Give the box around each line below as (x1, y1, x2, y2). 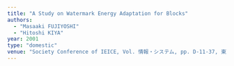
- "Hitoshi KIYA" (13, 29, 64, 36)
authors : (7, 16, 33, 23)
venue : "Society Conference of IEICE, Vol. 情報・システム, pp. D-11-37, (7, 49, 218, 56)
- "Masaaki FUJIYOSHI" (13, 23, 79, 30)
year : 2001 (7, 36, 39, 43)
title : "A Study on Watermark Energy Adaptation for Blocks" (7, 10, 189, 17)
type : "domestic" (7, 42, 58, 49)
